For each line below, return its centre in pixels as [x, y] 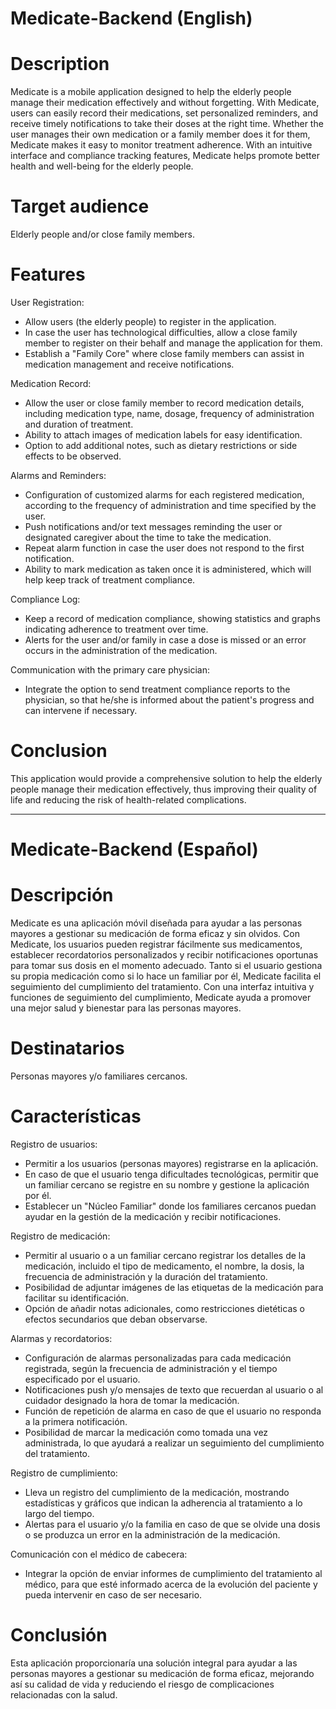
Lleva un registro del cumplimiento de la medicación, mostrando [157, 1492]
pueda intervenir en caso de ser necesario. [113, 1594]
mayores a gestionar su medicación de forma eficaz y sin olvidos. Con [155, 934]
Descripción [62, 895]
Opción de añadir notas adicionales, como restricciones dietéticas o [164, 1308]
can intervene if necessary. [81, 710]
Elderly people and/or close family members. [102, 234]
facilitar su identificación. [77, 1298]
